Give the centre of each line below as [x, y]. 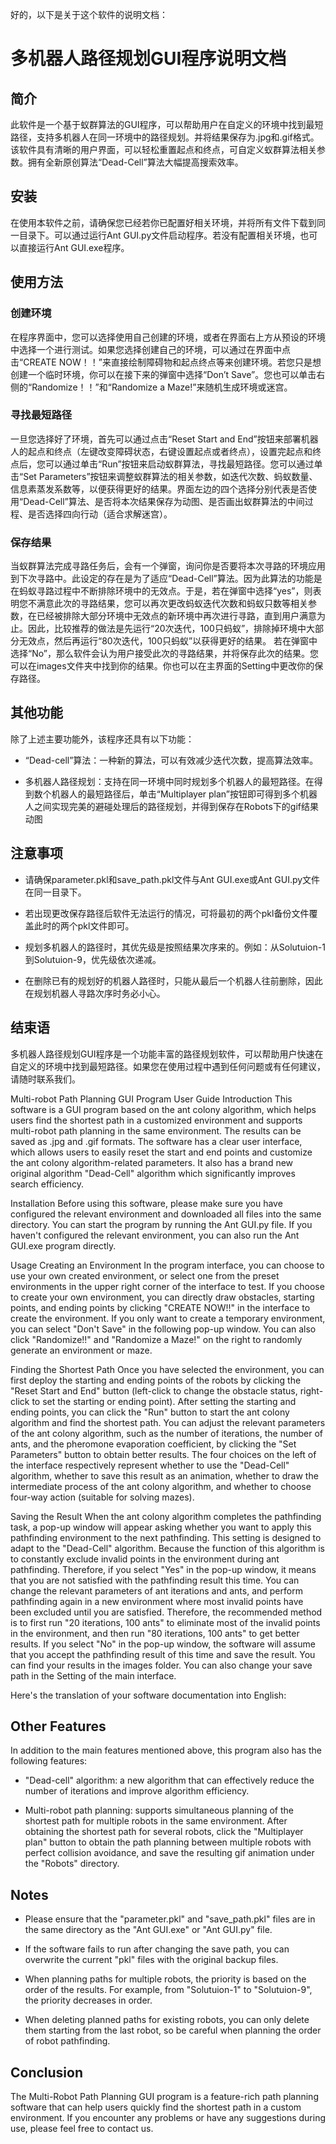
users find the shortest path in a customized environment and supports [156, 1120]
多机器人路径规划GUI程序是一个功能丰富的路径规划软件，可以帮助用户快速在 [167, 1054]
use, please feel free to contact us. [82, 2128]
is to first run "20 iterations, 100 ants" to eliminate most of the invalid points [165, 1622]
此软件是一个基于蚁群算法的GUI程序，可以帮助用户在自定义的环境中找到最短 [167, 124]
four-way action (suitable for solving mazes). [102, 1497]
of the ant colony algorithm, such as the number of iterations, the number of [167, 1433]
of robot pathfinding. [67, 2041]
